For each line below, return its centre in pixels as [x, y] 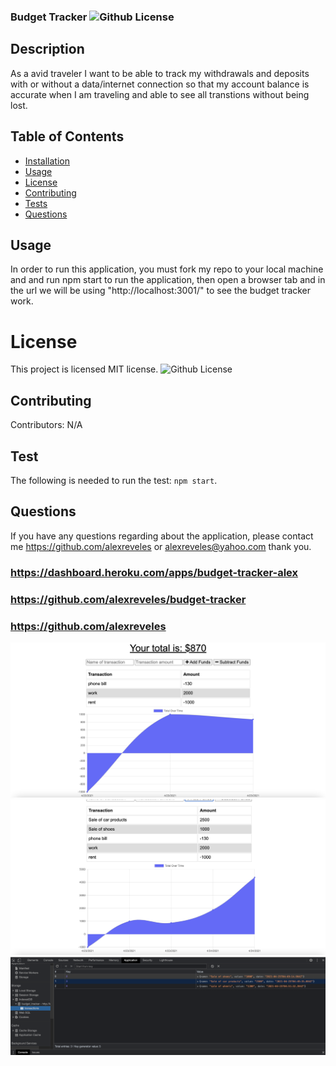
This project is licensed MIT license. [84, 369]
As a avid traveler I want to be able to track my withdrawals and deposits [160, 73]
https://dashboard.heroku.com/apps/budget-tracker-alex [154, 572]
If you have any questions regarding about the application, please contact [162, 536]
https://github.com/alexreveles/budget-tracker [128, 599]
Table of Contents [67, 136]
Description [47, 49]
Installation [47, 161]
